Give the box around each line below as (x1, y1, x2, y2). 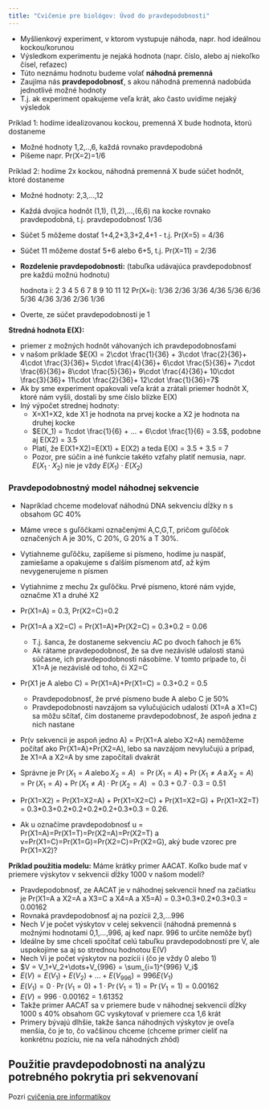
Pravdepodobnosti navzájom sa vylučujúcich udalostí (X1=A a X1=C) (31, 702, 258, 712)
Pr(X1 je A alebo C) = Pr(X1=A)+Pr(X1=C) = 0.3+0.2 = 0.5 (19, 678, 208, 688)
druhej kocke (31, 418, 75, 427)
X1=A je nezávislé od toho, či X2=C (31, 662, 149, 672)
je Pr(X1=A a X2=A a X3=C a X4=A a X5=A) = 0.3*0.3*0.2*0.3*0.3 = (19, 894, 248, 904)
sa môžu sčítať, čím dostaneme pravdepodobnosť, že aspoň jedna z (31, 711, 257, 720)
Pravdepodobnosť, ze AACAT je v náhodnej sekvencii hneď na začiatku (19, 885, 256, 895)
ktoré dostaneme (8, 175, 65, 184)
